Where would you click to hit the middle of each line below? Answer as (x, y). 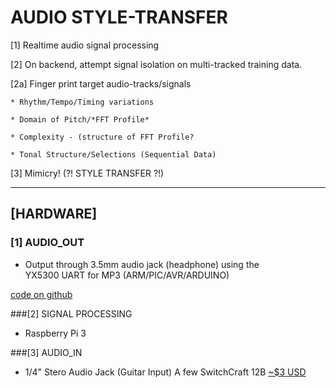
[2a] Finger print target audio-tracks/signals (101, 83)
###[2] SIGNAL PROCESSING (71, 313)
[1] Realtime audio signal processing (85, 45)
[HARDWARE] (54, 214)
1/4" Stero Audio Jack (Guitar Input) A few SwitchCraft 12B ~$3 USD (165, 372)
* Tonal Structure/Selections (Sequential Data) (113, 154)
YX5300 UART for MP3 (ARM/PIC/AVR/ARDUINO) (127, 275)
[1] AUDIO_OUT (47, 243)
